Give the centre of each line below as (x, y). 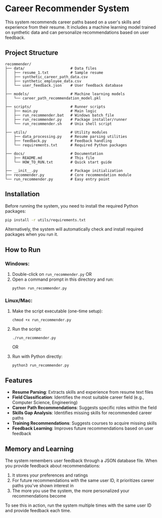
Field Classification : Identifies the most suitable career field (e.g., (78, 397)
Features (19, 380)
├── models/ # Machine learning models (65, 94)
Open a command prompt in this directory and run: (63, 279)
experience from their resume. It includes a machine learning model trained (81, 27)
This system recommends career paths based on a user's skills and (73, 22)
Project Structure (32, 53)
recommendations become (39, 496)
